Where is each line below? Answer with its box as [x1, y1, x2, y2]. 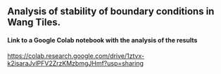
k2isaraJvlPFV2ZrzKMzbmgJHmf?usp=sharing [7, 59, 144, 67]
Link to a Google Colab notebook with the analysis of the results [7, 36, 198, 44]
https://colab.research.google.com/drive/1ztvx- [7, 52, 145, 60]
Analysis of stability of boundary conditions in [7, 6, 215, 17]
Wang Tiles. [7, 17, 61, 29]
